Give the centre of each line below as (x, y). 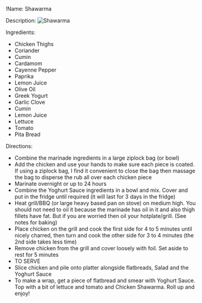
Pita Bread (27, 134)
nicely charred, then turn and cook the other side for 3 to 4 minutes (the (104, 235)
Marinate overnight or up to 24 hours (60, 184)
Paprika (24, 76)
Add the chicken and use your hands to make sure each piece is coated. (104, 164)
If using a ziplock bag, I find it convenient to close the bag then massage (105, 171)
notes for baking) (36, 222)
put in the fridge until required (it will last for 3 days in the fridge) (95, 196)
